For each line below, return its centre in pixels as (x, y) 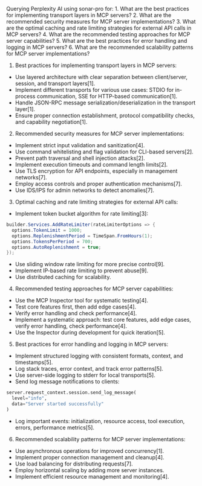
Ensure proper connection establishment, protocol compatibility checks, (105, 115)
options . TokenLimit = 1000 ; (47, 230)
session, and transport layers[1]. (55, 83)
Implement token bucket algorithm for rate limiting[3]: (81, 213)
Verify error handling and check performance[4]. (76, 313)
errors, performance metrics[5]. (55, 427)
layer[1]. (25, 109)
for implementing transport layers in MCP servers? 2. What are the (89, 15)
